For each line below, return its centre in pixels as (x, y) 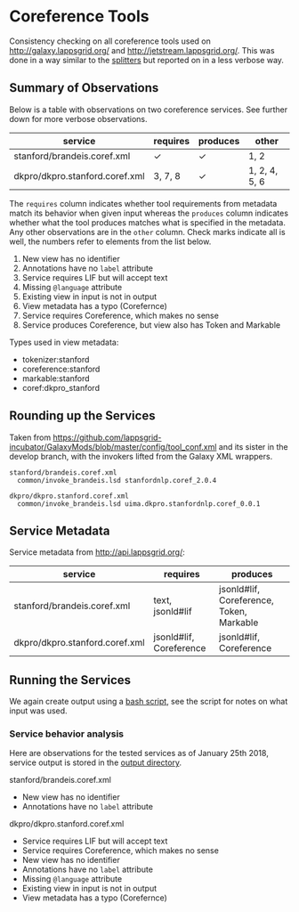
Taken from (30, 437)
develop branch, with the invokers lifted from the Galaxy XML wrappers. (141, 456)
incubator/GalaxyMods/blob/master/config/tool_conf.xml (113, 446)
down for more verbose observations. (78, 118)
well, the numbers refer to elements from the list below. (110, 241)
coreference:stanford (61, 369)
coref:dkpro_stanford (61, 387)
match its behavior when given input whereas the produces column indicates (149, 213)
